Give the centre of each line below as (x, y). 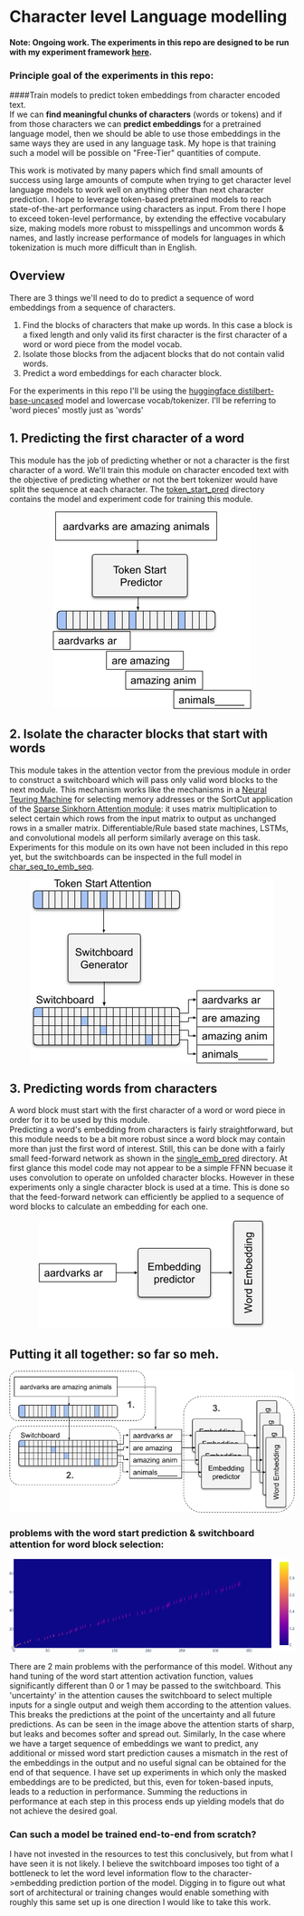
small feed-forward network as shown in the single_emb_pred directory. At (148, 1158)
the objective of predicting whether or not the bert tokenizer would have (144, 479)
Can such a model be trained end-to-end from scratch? (133, 1834)
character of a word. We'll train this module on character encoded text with (149, 469)
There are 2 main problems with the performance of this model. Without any (151, 1666)
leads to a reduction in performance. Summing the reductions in (128, 1791)
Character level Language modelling (148, 17)
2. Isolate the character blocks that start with (139, 735)
